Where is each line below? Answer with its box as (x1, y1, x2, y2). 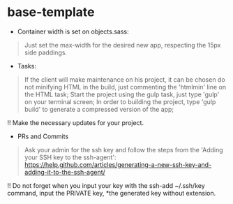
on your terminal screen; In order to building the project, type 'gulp (24, 97, 216, 105)
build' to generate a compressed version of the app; (24, 105, 174, 113)
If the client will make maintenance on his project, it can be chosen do (24, 75, 225, 84)
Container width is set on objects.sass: (17, 27, 129, 36)
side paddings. (24, 48, 68, 57)
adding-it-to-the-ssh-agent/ (24, 168, 106, 176)
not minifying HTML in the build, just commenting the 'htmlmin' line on (24, 82, 227, 91)
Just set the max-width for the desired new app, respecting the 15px (24, 41, 221, 49)
